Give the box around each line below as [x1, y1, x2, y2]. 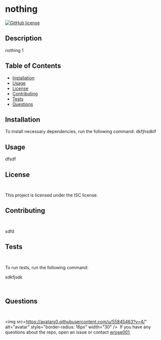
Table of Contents [5, 62, 62, 70]
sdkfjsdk [5, 274, 23, 280]
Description [5, 34, 42, 43]
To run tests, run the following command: [5, 264, 89, 270]
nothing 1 [5, 47, 24, 53]
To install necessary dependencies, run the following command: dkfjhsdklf [5, 129, 157, 135]
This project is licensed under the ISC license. [5, 192, 98, 198]
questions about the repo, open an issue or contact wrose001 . [5, 329, 131, 335]
